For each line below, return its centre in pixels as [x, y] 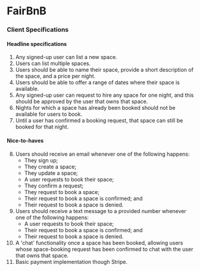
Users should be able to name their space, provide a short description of [104, 70]
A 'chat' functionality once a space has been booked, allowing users [99, 242]
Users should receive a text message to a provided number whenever [101, 211]
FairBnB [27, 11]
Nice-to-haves [25, 140]
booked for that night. [42, 127]
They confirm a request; [54, 186]
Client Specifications [38, 30]
